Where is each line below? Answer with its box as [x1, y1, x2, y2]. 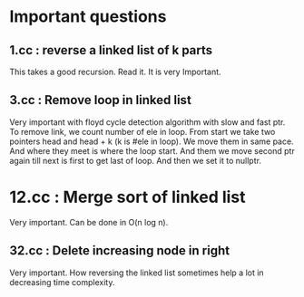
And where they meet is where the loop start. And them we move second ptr [9, 145, 295, 156]
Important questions [9, 6, 167, 27]
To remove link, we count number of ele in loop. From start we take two [9, 126, 276, 137]
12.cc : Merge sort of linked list [9, 187, 247, 207]
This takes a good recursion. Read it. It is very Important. [9, 66, 221, 77]
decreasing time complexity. [9, 276, 115, 287]
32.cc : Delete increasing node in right [9, 243, 230, 259]
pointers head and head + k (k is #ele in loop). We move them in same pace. [9, 136, 294, 147]
